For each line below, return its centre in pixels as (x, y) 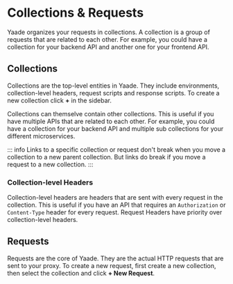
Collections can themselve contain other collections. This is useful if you (111, 113)
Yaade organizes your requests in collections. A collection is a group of (109, 32)
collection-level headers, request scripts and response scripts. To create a (113, 93)
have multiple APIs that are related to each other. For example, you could (111, 121)
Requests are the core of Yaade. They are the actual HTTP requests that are (115, 258)
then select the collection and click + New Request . (81, 273)
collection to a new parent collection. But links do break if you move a (106, 157)
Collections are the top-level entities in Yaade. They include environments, (113, 86)
